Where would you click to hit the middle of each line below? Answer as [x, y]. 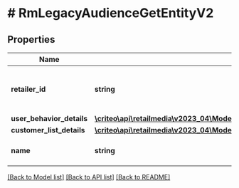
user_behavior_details [49, 119]
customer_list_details [48, 130]
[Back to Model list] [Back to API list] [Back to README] [89, 177]
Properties [31, 40]
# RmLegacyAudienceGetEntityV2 [111, 13]
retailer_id [28, 89]
